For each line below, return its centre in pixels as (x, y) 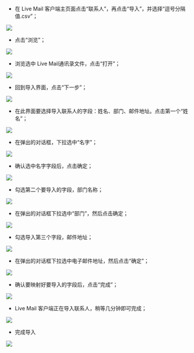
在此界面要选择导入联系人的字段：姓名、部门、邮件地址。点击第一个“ (99, 111)
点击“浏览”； (30, 40)
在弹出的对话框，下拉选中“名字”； (56, 142)
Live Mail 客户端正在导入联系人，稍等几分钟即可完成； (81, 308)
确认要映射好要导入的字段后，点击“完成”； (66, 284)
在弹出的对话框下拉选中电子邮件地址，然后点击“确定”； (82, 261)
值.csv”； (26, 16)
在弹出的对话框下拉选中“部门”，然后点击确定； (72, 213)
